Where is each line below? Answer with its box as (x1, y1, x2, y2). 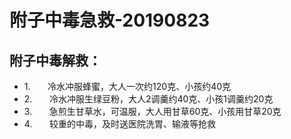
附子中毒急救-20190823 (9, 9, 211, 32)
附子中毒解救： (9, 52, 102, 69)
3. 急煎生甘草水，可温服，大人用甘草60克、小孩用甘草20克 (23, 106, 282, 117)
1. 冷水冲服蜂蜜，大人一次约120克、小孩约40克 (23, 81, 232, 92)
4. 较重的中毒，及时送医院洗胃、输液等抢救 (23, 118, 216, 130)
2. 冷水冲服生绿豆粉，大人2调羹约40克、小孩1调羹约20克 (23, 93, 274, 105)
